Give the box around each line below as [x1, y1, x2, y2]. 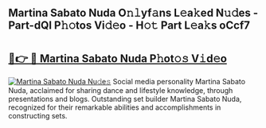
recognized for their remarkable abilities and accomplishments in [8, 103, 221, 112]
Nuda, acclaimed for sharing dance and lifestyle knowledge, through [8, 86, 233, 95]
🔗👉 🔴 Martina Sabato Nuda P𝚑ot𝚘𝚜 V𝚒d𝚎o [8, 52, 227, 65]
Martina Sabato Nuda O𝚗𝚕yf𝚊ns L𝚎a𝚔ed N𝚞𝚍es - [8, 6, 259, 20]
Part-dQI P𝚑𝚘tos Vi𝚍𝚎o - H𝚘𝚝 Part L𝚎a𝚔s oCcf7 [8, 19, 251, 33]
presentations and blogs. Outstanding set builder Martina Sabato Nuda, [8, 95, 242, 103]
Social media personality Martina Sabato [112, 77, 245, 86]
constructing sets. [8, 111, 68, 120]
